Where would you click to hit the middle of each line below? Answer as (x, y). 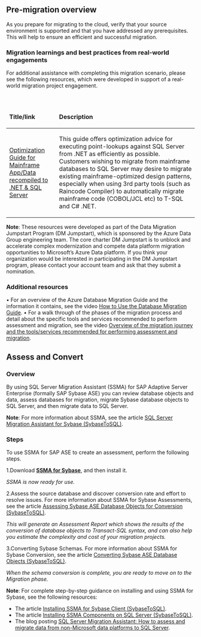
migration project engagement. (59, 86)
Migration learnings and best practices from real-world (88, 52)
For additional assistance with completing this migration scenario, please (96, 73)
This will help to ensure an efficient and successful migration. (82, 37)
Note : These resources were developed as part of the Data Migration (91, 227)
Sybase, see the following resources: (52, 597)
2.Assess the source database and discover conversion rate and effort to (96, 493)
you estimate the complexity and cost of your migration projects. (86, 537)
